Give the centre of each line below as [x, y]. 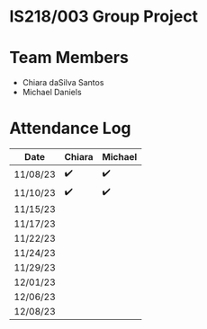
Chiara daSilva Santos [63, 83]
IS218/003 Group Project [104, 17]
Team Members [69, 58]
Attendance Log [71, 129]
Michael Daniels [52, 93]
